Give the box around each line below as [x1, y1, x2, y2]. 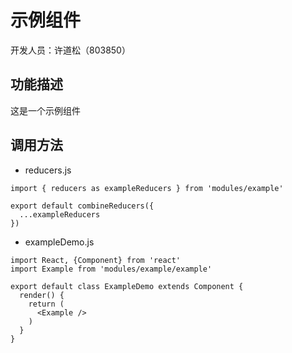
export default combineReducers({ [10, 201, 155, 211]
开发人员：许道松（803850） [10, 44, 131, 56]
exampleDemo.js [24, 236, 95, 248]
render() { [19, 290, 65, 300]
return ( [28, 299, 65, 309]
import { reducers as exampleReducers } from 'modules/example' [10, 183, 284, 193]
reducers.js [24, 164, 72, 176]
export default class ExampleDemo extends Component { [10, 281, 244, 291]
